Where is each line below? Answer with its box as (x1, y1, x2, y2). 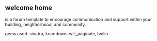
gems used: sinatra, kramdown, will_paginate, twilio (5, 31, 108, 36)
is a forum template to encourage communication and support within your (5, 16, 152, 22)
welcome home (5, 4, 52, 12)
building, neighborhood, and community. (5, 21, 86, 27)
